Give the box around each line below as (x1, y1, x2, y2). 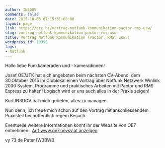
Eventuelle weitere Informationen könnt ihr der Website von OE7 (5, 122, 136, 128)
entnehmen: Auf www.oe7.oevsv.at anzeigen (5, 127, 98, 133)
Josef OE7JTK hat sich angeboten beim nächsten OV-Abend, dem (5, 72, 140, 78)
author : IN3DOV (5, 7, 37, 12)
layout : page (5, 21, 32, 26)
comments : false (5, 12, 39, 17)
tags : (5, 44, 16, 49)
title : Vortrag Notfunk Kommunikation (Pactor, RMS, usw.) (5, 35, 130, 40)
